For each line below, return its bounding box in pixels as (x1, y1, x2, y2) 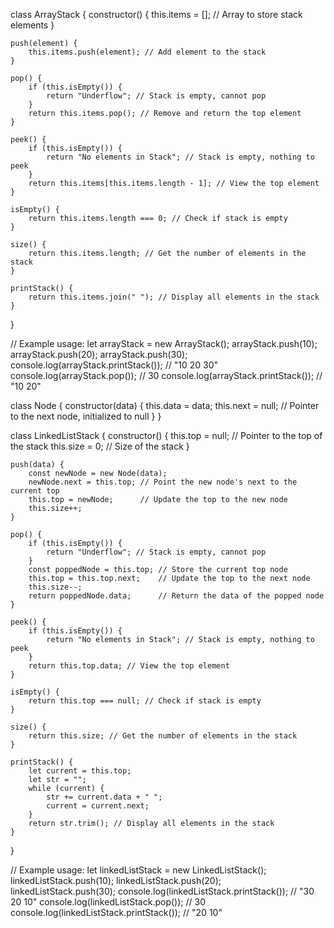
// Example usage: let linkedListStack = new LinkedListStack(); (10, 864, 267, 876)
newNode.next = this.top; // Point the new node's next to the (28, 477, 298, 487)
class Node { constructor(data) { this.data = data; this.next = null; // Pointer (10, 400, 320, 411)
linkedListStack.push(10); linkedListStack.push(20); (10, 875, 222, 886)
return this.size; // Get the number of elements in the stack (28, 731, 298, 741)
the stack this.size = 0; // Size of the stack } (10, 440, 190, 452)
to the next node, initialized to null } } (10, 410, 162, 422)
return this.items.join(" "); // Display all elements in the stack (28, 292, 320, 302)
